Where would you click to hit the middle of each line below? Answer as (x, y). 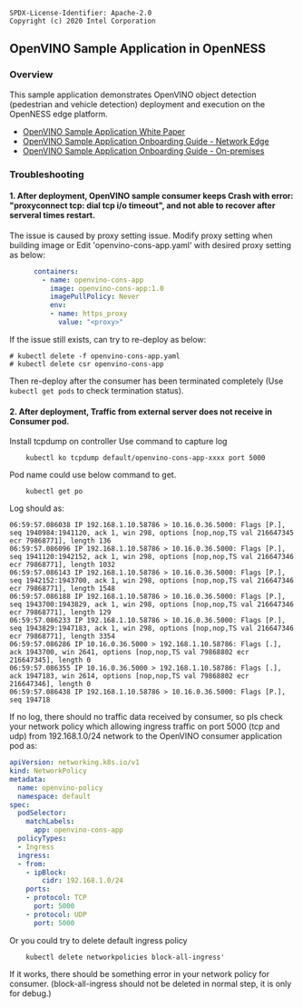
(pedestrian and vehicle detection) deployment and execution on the (137, 104)
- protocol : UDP (57, 914)
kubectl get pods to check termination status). (97, 390)
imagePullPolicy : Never (95, 297)
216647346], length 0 (50, 684)
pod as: (24, 746)
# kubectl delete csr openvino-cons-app (87, 364)
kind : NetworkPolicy (49, 771)
